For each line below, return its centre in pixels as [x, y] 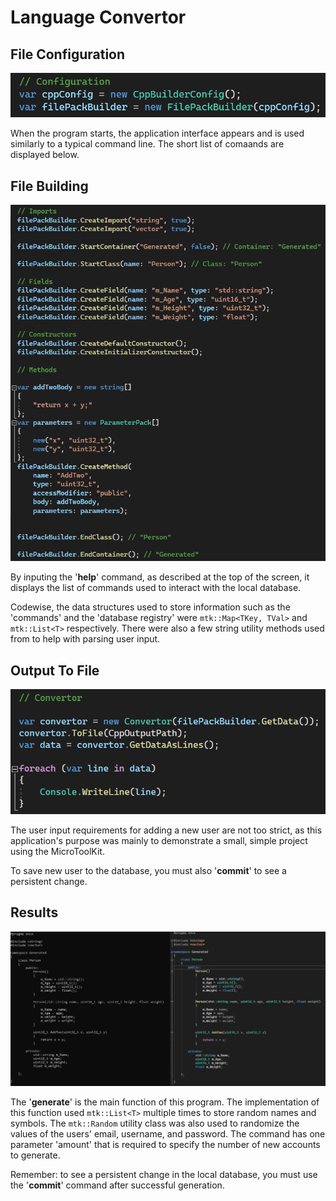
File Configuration [68, 54]
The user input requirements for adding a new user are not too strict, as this [166, 830]
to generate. [35, 1155]
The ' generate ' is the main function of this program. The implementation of [165, 1102]
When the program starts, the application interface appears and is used [157, 133]
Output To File [55, 670]
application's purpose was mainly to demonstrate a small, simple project [159, 840]
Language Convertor [98, 17]
